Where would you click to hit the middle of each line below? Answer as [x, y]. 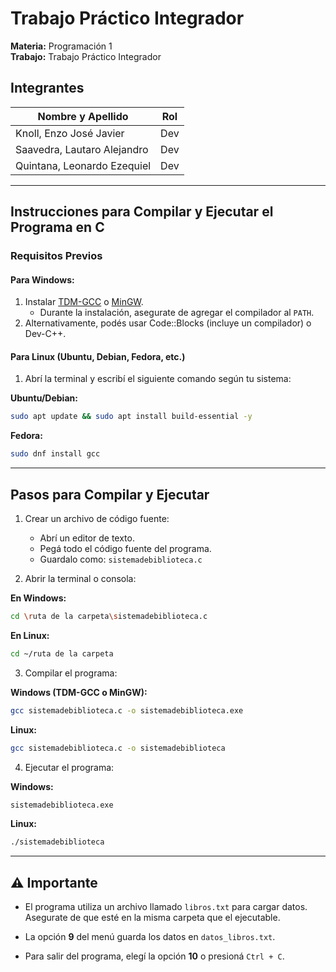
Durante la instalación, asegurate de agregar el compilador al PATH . [177, 313]
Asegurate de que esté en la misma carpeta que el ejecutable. [152, 918]
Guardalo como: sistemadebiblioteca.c [121, 559]
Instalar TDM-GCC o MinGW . [84, 302]
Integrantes [47, 88]
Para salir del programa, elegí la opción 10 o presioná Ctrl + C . [154, 956]
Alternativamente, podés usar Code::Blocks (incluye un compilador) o [168, 323]
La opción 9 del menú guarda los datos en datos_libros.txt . [150, 937]
